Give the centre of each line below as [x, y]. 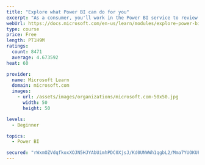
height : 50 [36, 108]
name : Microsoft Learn [41, 80]
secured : [17, 153]
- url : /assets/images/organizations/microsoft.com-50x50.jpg [98, 97]
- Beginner [26, 125]
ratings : [17, 46]
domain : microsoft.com [41, 86]
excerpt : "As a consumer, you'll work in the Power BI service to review [102, 18]
